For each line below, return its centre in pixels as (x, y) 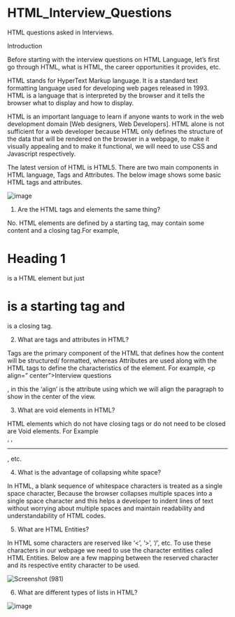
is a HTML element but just (46, 278)
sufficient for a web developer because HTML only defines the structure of (115, 131)
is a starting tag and (66, 307)
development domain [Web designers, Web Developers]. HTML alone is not (116, 123)
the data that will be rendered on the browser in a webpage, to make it (108, 139)
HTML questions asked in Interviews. (60, 32)
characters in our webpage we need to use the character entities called (110, 550)
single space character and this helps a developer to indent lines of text (110, 501)
